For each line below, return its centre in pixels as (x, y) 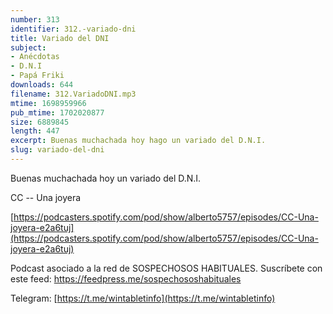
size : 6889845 (40, 122)
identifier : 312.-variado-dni (73, 29)
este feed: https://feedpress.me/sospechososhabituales (126, 278)
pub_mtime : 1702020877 (57, 112)
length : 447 (35, 131)
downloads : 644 (42, 85)
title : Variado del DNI (60, 38)
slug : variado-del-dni (57, 150)
